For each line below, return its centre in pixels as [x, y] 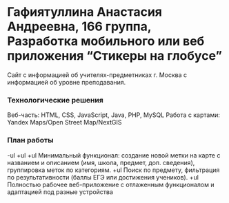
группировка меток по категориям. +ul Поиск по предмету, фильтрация [113, 170]
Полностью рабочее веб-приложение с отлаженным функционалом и [111, 184]
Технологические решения [55, 100]
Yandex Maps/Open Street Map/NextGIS [64, 122]
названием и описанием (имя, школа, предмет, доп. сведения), [101, 162]
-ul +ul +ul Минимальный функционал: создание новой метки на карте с [114, 155]
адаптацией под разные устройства [60, 192]
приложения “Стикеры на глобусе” [115, 56]
